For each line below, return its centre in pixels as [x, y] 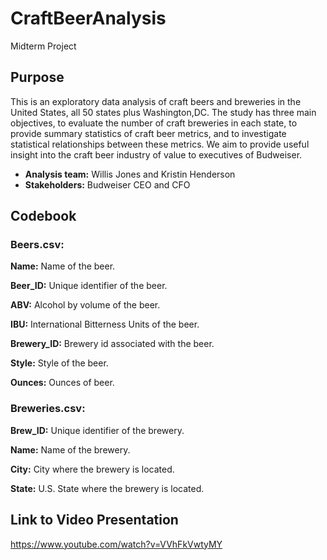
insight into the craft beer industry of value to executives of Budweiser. [156, 154]
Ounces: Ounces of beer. [62, 383]
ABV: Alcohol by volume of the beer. [85, 305]
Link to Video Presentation [94, 520]
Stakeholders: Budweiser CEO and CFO [107, 184]
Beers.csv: [37, 245]
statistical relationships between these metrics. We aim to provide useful [160, 144]
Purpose [37, 77]
